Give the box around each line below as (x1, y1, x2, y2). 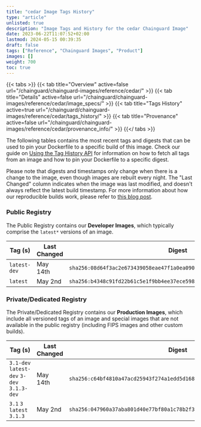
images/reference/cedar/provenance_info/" (6, 125, 114, 132)
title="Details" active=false (6, 93, 72, 101)
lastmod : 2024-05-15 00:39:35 (6, 37, 82, 43)
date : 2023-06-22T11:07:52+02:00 (6, 31, 90, 37)
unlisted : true (6, 20, 44, 26)
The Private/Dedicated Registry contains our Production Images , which (6, 308, 183, 316)
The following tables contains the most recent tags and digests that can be (6, 137, 191, 144)
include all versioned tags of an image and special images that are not (6, 315, 179, 322)
